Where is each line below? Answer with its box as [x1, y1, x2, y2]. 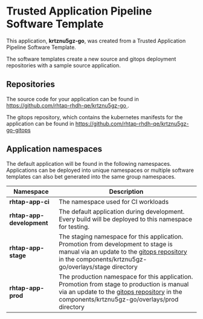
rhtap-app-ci [9, 197, 50, 206]
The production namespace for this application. [58, 272, 193, 281]
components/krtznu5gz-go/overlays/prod [58, 295, 179, 303]
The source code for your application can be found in [6, 95, 139, 102]
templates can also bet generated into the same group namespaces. [6, 173, 176, 180]
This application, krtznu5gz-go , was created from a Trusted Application [6, 37, 186, 44]
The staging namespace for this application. [58, 232, 184, 240]
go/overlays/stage [58, 262, 111, 271]
